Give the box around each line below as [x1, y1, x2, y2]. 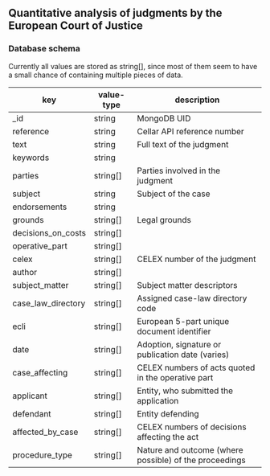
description [174, 94, 220, 105]
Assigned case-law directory [136, 293, 247, 304]
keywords [12, 152, 50, 163]
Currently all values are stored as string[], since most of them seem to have [8, 61, 258, 71]
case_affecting [12, 367, 68, 378]
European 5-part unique [136, 315, 230, 326]
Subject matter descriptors [136, 279, 239, 290]
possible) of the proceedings [136, 454, 247, 466]
